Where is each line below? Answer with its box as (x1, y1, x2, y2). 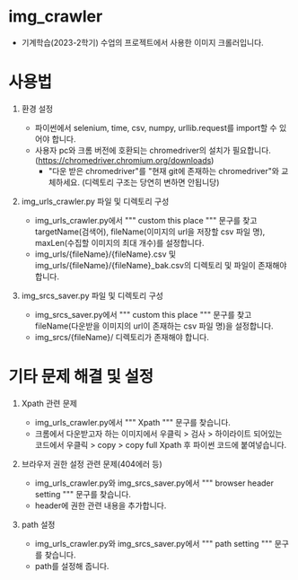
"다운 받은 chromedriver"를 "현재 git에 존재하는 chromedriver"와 (48, 165, 280, 176)
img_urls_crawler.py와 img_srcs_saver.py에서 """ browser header (34, 478, 275, 488)
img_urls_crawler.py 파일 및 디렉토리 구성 (21, 196, 170, 207)
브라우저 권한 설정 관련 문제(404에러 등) (21, 458, 162, 469)
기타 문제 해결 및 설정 (8, 366, 154, 387)
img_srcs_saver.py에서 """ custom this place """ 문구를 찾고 (34, 309, 252, 320)
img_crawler (8, 6, 103, 27)
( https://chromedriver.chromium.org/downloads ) (34, 154, 215, 165)
